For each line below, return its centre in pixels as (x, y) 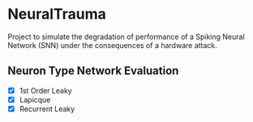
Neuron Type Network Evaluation (93, 71)
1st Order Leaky (45, 90)
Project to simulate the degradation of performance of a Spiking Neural (126, 37)
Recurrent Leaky (47, 109)
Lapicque (35, 99)
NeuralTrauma (57, 14)
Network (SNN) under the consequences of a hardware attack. (113, 45)
